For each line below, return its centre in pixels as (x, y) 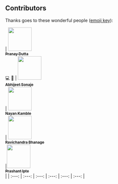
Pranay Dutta (17, 54)
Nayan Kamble (18, 113)
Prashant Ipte (17, 171)
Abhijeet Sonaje (19, 85)
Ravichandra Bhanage (25, 142)
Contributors (26, 8)
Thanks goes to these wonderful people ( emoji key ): (59, 20)
